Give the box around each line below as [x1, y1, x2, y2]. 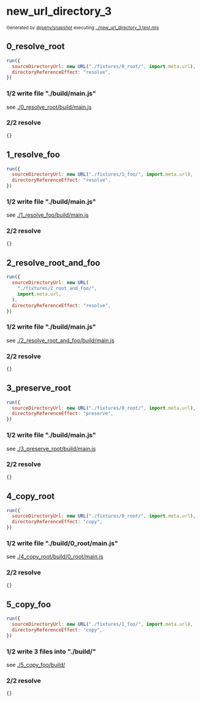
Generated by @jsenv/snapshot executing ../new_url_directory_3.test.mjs [6, 25, 159, 31]
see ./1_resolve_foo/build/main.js [6, 211, 89, 219]
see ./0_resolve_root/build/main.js [6, 103, 92, 111]
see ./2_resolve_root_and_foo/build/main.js [6, 337, 115, 344]
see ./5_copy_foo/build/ [6, 661, 66, 669]
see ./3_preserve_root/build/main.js [6, 445, 96, 452]
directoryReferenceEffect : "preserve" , [12, 410, 114, 417]
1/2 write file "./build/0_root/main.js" [6, 539, 118, 547]
